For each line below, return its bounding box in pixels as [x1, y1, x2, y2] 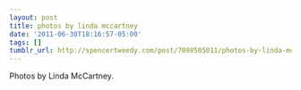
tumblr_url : [9, 46, 54, 55]
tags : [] [9, 37, 42, 47]
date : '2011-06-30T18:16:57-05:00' [9, 29, 142, 38]
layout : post [9, 12, 58, 22]
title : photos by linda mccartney [9, 21, 139, 30]
